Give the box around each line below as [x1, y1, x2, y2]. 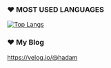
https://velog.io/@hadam [7, 53, 78, 61]
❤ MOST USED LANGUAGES [7, 5, 105, 14]
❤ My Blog [7, 38, 45, 47]
